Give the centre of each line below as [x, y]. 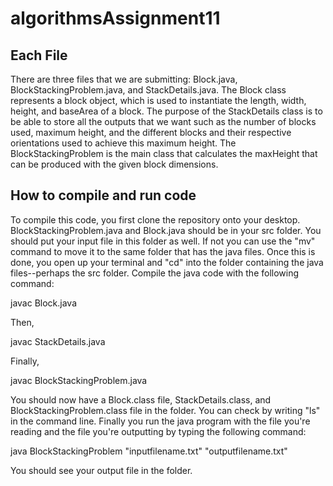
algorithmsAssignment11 [115, 18]
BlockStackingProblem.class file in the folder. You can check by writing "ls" [165, 410]
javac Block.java [44, 303]
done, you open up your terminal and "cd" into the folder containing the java [167, 262]
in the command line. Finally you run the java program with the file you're [160, 421]
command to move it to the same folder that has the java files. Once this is [163, 251]
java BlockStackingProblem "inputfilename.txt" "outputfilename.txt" [149, 451]
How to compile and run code [103, 195]
